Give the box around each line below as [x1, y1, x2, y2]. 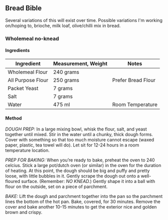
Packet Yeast [8, 84, 39, 91]
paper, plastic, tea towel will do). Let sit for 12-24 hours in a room [5, 142, 139, 148]
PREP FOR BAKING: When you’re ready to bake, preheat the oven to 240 [5, 157, 155, 163]
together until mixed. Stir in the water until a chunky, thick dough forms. [5, 131, 153, 137]
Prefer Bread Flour [112, 76, 156, 83]
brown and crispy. [5, 209, 43, 215]
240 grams [53, 68, 79, 75]
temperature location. [5, 147, 50, 153]
